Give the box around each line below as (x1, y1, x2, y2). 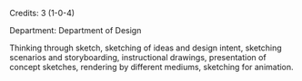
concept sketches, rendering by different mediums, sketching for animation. (9, 62, 294, 72)
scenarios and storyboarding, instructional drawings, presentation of (9, 52, 267, 62)
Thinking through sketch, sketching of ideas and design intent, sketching (9, 42, 282, 53)
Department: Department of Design (9, 25, 142, 35)
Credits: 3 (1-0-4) (9, 8, 75, 18)
